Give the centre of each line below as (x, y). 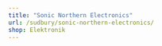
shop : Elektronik (37, 30)
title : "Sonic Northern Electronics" (71, 15)
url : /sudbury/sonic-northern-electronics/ (81, 23)
